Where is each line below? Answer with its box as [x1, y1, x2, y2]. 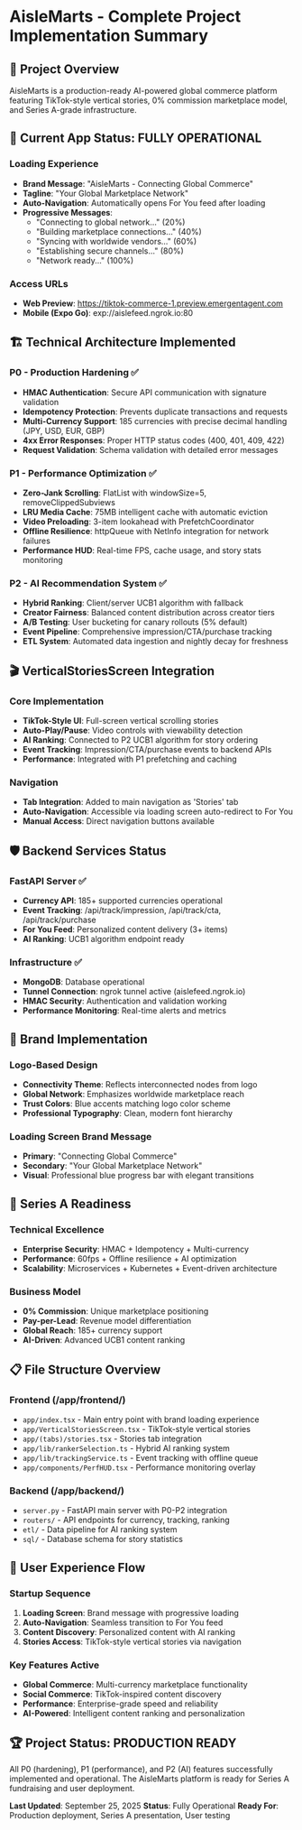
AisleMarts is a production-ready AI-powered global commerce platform [9, 86, 278, 96]
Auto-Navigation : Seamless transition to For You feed [22, 1617, 224, 1628]
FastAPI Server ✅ [9, 874, 87, 887]
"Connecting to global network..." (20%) [35, 217, 186, 227]
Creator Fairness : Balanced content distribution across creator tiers [22, 607, 275, 618]
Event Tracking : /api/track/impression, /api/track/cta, [22, 904, 222, 915]
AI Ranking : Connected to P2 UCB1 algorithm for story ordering [22, 734, 259, 745]
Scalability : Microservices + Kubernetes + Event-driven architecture [22, 1262, 278, 1273]
